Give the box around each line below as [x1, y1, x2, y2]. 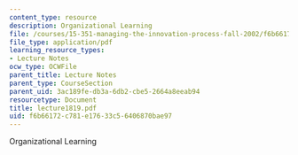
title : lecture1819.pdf [9, 104, 98, 112]
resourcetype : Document [9, 95, 98, 105]
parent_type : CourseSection [9, 79, 114, 88]
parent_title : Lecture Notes [9, 71, 117, 80]
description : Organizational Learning [9, 21, 153, 30]
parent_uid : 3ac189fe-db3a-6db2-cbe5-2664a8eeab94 [9, 87, 200, 96]
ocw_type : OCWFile [9, 63, 77, 72]
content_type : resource [9, 12, 98, 22]
